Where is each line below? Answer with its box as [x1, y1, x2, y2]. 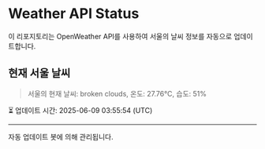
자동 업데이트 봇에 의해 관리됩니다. [8, 132, 114, 141]
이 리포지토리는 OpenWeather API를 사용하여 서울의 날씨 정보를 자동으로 [8, 31, 233, 41]
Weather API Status [8, 5, 140, 23]
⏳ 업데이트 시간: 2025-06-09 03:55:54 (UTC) [8, 105, 153, 114]
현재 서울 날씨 [8, 67, 71, 80]
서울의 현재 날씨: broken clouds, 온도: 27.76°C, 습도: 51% [27, 89, 207, 98]
